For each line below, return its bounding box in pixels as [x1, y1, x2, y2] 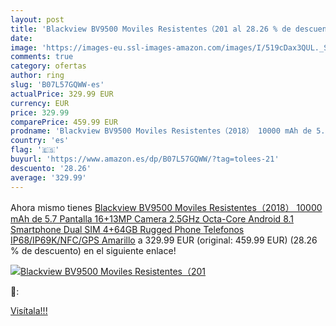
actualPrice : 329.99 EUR [10, 89, 114, 99]
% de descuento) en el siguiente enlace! [10, 244, 177, 256]
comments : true [10, 52, 74, 62]
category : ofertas [10, 61, 87, 71]
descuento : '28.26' [10, 163, 92, 173]
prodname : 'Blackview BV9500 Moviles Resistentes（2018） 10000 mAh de [10, 126, 312, 136]
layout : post [10, 14, 65, 25]
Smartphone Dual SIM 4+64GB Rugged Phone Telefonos [10, 223, 245, 235]
